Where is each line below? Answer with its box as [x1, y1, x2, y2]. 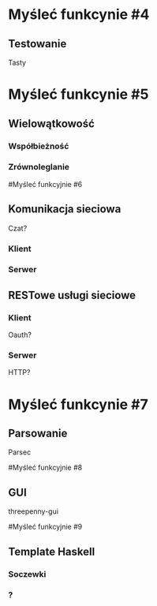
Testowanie [8, 37, 67, 50]
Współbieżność [8, 140, 69, 151]
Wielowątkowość [8, 117, 95, 130]
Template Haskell [8, 544, 95, 558]
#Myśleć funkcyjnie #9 [8, 522, 83, 532]
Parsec [8, 447, 32, 457]
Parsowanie [8, 427, 68, 440]
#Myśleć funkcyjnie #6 [8, 179, 83, 189]
